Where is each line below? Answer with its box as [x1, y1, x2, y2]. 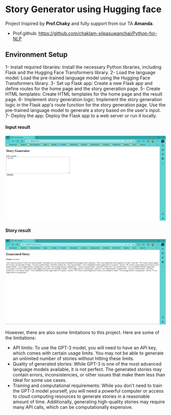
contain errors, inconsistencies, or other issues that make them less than [12, 371, 165, 377]
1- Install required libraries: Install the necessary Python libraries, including [5, 64, 162, 70]
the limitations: [5, 335, 36, 341]
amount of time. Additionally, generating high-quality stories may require [12, 398, 165, 405]
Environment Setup [5, 50, 68, 59]
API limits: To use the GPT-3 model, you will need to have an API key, [12, 344, 157, 350]
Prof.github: [12, 30, 38, 36]
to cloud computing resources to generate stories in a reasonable [12, 393, 150, 399]
